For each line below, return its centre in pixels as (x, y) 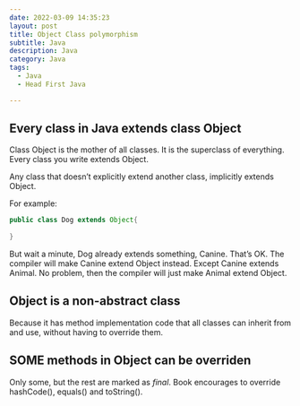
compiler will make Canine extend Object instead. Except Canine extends (144, 263)
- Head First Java (52, 84)
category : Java (38, 59)
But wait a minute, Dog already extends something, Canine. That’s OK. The (147, 254)
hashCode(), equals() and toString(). (76, 392)
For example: (34, 203)
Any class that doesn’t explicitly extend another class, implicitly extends (142, 177)
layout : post (34, 26)
